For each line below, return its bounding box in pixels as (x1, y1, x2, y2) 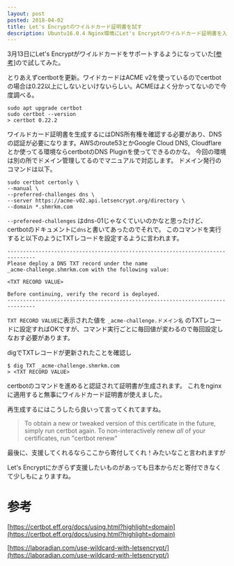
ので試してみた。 (15, 59, 65, 67)
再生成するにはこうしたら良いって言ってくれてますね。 (7, 405, 165, 414)
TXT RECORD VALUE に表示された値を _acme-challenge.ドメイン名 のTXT (7, 316, 203, 325)
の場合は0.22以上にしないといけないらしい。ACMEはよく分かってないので (7, 82, 221, 91)
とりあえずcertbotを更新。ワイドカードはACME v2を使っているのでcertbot (7, 73, 221, 82)
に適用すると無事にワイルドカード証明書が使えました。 (7, 391, 166, 399)
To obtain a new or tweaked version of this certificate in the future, (24, 419, 216, 428)
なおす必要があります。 (7, 333, 75, 342)
